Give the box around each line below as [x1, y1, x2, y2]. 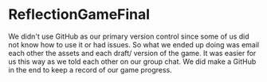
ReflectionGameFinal [8, 6, 150, 24]
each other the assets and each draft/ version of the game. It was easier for [8, 48, 257, 58]
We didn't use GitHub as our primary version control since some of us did [8, 32, 249, 41]
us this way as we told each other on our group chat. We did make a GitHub [8, 57, 257, 66]
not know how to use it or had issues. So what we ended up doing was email [8, 39, 260, 49]
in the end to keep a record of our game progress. [8, 65, 173, 74]
